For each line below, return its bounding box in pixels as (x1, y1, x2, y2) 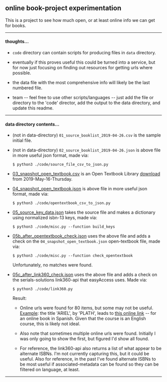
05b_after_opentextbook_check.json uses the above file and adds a (12, 233, 151, 239)
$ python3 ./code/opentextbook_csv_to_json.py (12, 201, 111, 206)
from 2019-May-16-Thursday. (12, 176, 73, 182)
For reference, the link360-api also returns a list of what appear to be (19, 346, 162, 352)
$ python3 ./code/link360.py (12, 286, 73, 292)
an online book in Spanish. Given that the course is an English (19, 316, 146, 322)
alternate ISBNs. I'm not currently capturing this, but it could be (19, 351, 150, 357)
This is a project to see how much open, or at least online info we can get (5, 17, 155, 23)
